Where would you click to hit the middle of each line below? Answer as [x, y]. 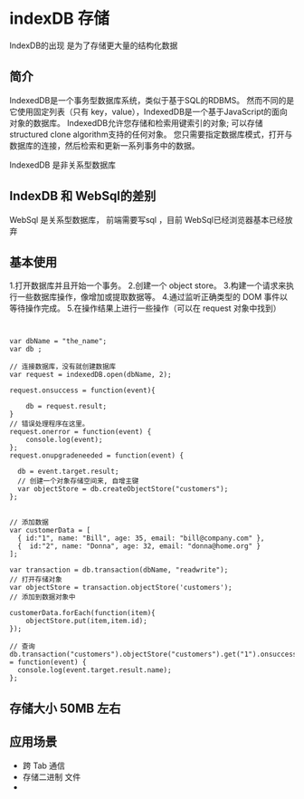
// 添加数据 [29, 523]
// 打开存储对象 [36, 580]
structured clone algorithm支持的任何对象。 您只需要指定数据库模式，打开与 [151, 134]
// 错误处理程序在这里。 [49, 424]
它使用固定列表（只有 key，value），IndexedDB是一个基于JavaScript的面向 [148, 111]
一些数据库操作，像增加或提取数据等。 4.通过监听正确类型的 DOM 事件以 [152, 297]
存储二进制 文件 [52, 776]
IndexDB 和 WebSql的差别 [83, 196]
